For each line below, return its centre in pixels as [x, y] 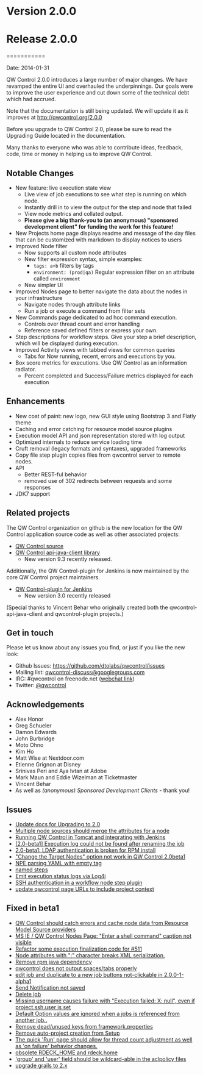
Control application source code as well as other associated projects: [93, 534]
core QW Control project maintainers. [53, 577]
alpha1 [23, 981]
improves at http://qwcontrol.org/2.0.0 [54, 118]
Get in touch [30, 633]
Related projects [38, 513]
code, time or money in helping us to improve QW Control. [79, 154]
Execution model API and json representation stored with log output [100, 435]
